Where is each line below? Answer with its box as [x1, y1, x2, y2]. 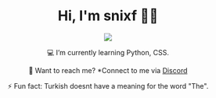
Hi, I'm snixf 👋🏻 [57, 7, 159, 25]
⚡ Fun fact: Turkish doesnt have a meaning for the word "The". [7, 81, 209, 90]
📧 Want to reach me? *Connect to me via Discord [28, 65, 188, 75]
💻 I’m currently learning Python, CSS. [46, 47, 170, 57]
